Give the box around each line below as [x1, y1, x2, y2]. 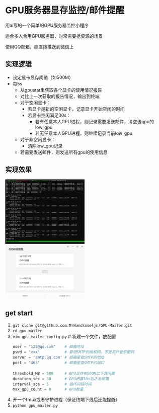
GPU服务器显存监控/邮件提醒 [5, 5, 125, 16]
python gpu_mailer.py [12, 403, 58, 408]
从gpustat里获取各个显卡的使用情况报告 [20, 87, 102, 93]
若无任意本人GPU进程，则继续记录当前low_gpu [35, 130, 132, 136]
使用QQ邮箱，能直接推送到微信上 [5, 43, 74, 49]
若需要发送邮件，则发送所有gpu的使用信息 [20, 149, 108, 155]
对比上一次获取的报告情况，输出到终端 [20, 93, 100, 99]
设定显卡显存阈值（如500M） [12, 74, 74, 80]
